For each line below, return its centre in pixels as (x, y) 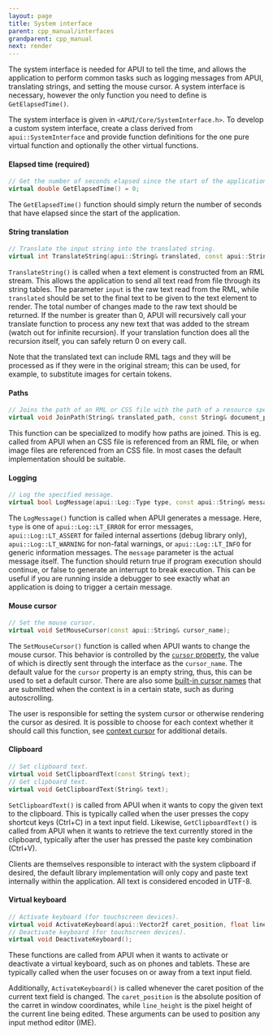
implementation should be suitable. (67, 459)
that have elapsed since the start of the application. (94, 213)
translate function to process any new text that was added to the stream (129, 324)
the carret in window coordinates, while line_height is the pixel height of (130, 1006)
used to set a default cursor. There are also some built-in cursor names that (135, 681)
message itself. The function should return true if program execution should (135, 561)
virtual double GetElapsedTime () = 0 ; (74, 189)
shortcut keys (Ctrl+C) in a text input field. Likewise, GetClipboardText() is (133, 822)
